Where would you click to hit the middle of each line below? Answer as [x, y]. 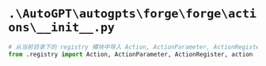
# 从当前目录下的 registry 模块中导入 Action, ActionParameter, [109, 47]
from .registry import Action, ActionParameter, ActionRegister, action [131, 54]
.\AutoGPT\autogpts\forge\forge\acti [133, 14]
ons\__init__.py [61, 28]
